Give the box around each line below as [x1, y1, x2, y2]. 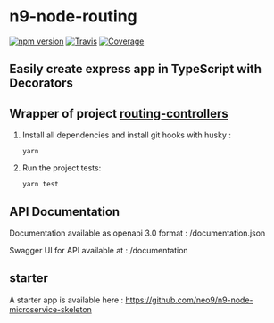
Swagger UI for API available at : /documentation [9, 244, 189, 255]
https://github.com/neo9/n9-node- [125, 294, 253, 305]
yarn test [21, 180, 60, 189]
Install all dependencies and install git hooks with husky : [21, 129, 232, 140]
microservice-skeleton [9, 303, 92, 314]
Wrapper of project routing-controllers [9, 105, 229, 121]
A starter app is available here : [9, 294, 124, 305]
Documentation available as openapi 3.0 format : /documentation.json [9, 228, 266, 238]
